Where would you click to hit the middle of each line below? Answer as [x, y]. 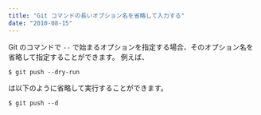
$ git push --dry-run [44, 72]
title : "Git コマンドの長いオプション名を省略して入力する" [97, 16]
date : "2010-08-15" [41, 23]
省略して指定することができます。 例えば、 [79, 57]
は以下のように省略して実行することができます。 [88, 88]
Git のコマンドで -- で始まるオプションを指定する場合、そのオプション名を [131, 47]
